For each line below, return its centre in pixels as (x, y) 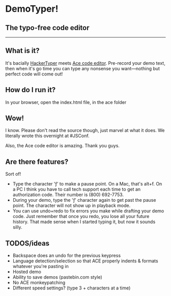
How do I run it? (31, 90)
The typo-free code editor (48, 28)
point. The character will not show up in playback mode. (72, 206)
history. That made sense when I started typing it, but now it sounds (84, 222)
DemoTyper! (32, 9)
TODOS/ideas (27, 243)
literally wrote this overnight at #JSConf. (48, 136)
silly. (17, 227)
